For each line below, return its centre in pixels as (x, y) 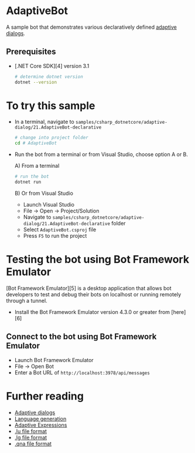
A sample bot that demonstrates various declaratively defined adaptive (92, 27)
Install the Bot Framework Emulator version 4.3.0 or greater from (92, 312)
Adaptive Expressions (41, 425)
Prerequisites (31, 52)
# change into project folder (52, 138)
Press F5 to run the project (55, 235)
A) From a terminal (37, 166)
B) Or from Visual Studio (44, 193)
